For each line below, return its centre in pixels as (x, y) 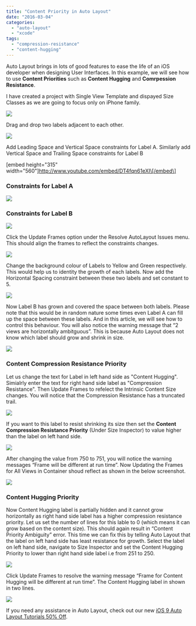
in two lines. (20, 588)
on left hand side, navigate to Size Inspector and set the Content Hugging (94, 547)
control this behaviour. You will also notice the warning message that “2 (92, 325)
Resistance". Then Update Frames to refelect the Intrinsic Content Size (91, 389)
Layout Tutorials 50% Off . (37, 616)
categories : (20, 22)
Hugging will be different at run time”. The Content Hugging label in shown (96, 582)
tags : (13, 39)
